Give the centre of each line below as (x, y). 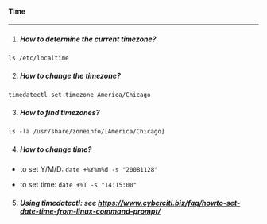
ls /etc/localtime (39, 58)
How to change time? (56, 149)
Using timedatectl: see (58, 203)
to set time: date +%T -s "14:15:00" (78, 185)
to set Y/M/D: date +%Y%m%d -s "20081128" (89, 169)
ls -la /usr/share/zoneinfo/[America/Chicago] (87, 132)
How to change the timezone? (70, 75)
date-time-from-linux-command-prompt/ (90, 211)
